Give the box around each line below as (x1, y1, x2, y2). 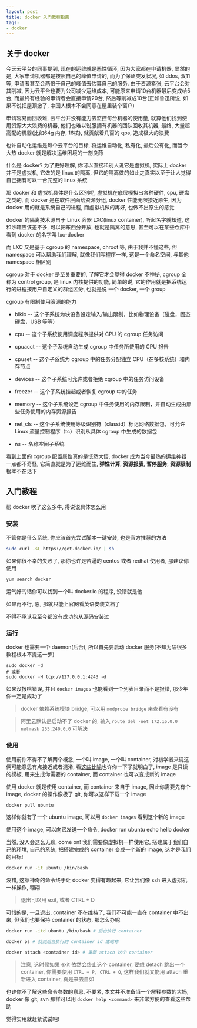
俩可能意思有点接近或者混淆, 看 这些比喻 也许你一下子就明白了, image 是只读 (6, 763, 188, 770)
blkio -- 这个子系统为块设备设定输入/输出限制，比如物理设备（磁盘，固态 (14, 311, 191, 318)
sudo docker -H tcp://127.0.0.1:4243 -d (6, 674, 107, 680)
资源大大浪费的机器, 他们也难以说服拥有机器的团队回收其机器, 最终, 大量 (11, 122, 185, 129)
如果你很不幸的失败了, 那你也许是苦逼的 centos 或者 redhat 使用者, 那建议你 (6, 557, 189, 564)
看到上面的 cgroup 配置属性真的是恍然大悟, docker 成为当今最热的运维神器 (6, 453, 187, 460)
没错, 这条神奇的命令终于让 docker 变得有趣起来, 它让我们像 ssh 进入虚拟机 (6, 876, 188, 884)
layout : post (6, 8, 38, 15)
